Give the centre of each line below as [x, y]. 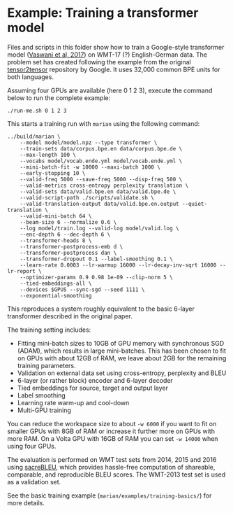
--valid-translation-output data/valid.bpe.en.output [99, 204]
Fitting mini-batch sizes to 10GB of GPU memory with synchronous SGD [121, 343]
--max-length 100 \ [48, 155]
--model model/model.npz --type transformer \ [89, 142]
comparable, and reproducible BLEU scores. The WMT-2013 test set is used [116, 475]
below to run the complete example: [59, 98]
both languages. [31, 77]
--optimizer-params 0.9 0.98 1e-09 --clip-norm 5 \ [96, 277]
